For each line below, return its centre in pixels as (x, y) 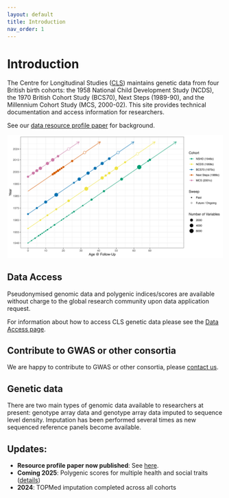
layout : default (30, 14)
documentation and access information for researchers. (86, 112)
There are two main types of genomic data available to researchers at (105, 405)
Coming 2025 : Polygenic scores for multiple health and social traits (112, 473)
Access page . (26, 329)
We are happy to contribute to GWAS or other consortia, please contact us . (113, 367)
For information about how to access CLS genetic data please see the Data (113, 322)
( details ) (29, 480)
